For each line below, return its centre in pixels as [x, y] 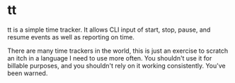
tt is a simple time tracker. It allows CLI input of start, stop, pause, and [109, 30]
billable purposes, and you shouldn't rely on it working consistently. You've [116, 65]
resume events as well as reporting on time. [71, 37]
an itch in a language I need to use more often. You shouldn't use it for [110, 58]
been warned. [28, 73]
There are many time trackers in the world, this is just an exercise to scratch [118, 51]
